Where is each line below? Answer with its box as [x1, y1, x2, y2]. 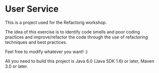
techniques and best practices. [5, 39, 67, 45]
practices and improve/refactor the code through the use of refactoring [5, 34, 148, 40]
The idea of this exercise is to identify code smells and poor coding [5, 29, 140, 35]
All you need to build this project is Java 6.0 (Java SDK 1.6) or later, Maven [5, 58, 155, 64]
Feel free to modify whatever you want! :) [5, 49, 88, 55]
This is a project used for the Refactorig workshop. [5, 19, 107, 25]
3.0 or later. [5, 63, 28, 69]
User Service [5, 3, 59, 15]
